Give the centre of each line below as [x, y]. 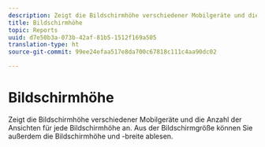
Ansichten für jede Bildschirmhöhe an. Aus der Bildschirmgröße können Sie [131, 127]
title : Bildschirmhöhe [45, 23]
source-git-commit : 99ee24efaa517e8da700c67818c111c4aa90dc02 [112, 52]
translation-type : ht [44, 45]
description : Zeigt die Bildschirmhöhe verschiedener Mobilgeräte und [127, 15]
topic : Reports [33, 30]
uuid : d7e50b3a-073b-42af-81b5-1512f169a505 [82, 37]
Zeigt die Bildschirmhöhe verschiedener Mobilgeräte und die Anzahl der [125, 119]
